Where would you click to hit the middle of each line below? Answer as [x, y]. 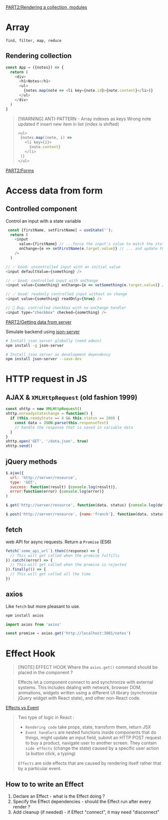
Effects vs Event [22, 708]
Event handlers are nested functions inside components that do [91, 732]
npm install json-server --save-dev [44, 359]
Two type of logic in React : [46, 717]
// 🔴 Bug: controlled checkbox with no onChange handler [66, 308]
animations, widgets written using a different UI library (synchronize [87, 693]
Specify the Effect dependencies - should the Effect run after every [82, 802]
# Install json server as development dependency [58, 354]
